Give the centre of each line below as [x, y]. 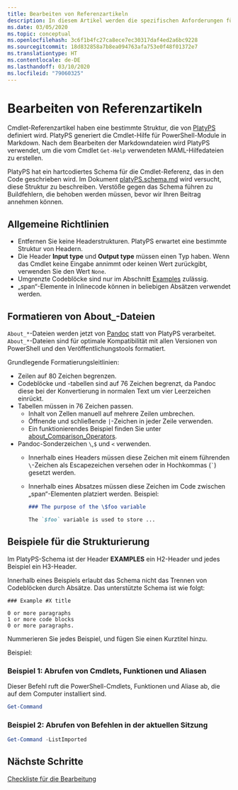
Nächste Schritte [45, 762]
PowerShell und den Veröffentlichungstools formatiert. [87, 349]
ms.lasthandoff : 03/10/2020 [49, 67]
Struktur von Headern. [50, 249]
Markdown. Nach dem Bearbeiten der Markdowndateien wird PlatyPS [109, 143]
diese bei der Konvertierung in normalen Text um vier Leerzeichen [114, 391]
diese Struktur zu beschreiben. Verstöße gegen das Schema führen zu [110, 187]
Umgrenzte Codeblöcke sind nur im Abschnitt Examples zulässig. [113, 279]
